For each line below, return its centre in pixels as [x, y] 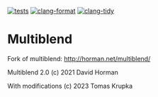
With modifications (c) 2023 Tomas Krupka [70, 86]
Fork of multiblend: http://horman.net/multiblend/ [79, 58]
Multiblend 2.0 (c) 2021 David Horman [63, 72]
